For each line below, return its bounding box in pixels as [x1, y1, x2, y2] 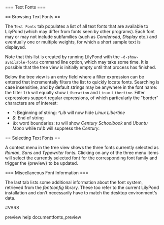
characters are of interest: [5, 100, 58, 106]
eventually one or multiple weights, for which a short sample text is [5, 39, 141, 45]
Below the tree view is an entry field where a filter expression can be [5, 74, 144, 79]
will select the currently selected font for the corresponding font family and [5, 155, 158, 161]
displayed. [5, 44, 26, 50]
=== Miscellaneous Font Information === [5, 170, 89, 176]
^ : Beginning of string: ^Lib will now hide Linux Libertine [12, 110, 125, 115]
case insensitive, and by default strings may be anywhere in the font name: [5, 84, 158, 90]
